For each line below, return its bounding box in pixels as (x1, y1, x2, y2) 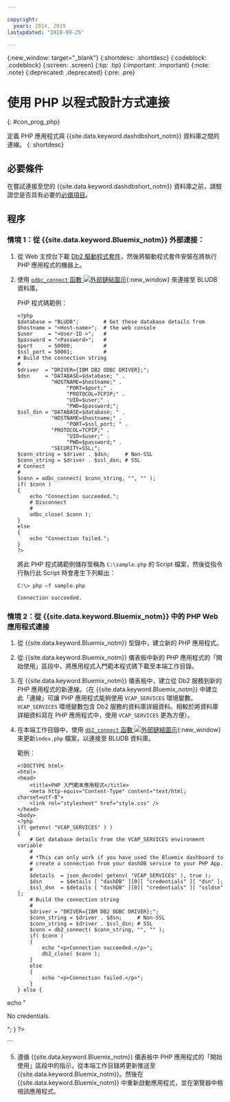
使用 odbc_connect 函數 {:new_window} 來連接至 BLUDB (16, 275, 218, 283)
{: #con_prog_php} (7, 118, 60, 126)
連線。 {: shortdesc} (7, 140, 64, 149)
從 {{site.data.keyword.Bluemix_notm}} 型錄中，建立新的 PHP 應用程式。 (16, 639, 223, 647)
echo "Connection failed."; (30, 534, 110, 542)
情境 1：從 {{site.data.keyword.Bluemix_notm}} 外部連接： (7, 235, 205, 245)
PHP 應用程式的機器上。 (16, 261, 86, 269)
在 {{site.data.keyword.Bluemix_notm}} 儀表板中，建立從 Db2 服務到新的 (16, 677, 222, 685)
